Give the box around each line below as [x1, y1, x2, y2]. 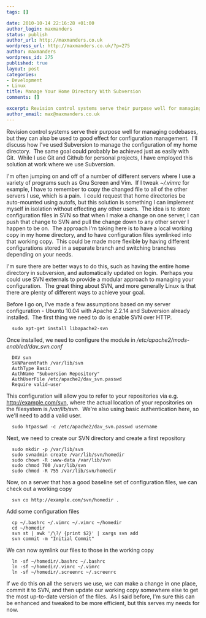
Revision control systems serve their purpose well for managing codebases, [6, 128, 198, 135]
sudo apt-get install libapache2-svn [12, 325, 109, 331]
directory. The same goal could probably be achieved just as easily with [6, 147, 189, 155]
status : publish [6, 31, 48, 37]
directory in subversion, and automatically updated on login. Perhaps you [6, 269, 193, 276]
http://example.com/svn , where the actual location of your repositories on [6, 398, 193, 406]
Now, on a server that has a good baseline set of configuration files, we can [6, 478, 197, 485]
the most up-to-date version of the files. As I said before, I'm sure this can [6, 593, 195, 600]
